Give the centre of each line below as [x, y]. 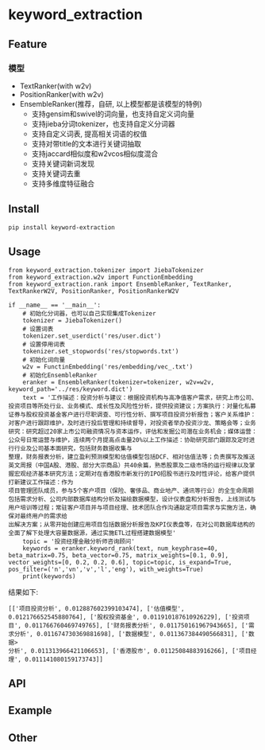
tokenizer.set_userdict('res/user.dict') [92, 336]
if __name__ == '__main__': [55, 305]
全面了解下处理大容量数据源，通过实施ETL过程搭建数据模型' [92, 533]
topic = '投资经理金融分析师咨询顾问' [79, 541]
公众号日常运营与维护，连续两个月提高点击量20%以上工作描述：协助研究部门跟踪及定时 [129, 439]
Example [30, 711]
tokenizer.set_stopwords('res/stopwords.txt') [101, 351]
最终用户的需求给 [43, 516]
